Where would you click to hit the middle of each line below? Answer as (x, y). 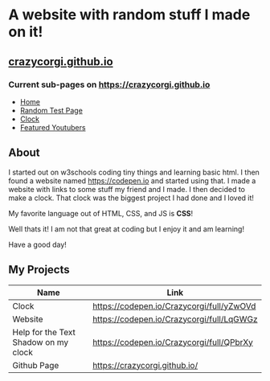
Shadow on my (41, 342)
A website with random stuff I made (129, 15)
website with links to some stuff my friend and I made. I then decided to (127, 189)
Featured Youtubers (53, 127)
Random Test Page (51, 110)
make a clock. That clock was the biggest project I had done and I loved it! (131, 198)
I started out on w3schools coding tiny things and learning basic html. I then (134, 172)
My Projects (39, 270)
